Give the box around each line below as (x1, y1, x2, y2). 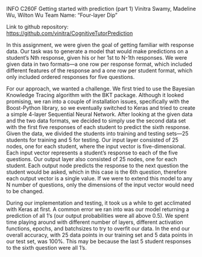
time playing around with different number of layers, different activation (6, 218, 183, 226)
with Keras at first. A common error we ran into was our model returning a (6, 206, 189, 213)
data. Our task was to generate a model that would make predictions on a (6, 48, 189, 55)
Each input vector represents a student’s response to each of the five (6, 149, 178, 156)
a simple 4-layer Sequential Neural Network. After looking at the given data (6, 111, 193, 118)
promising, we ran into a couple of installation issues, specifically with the (6, 98, 189, 105)
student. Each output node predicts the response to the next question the (6, 162, 189, 169)
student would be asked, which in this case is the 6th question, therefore (6, 168, 187, 176)
